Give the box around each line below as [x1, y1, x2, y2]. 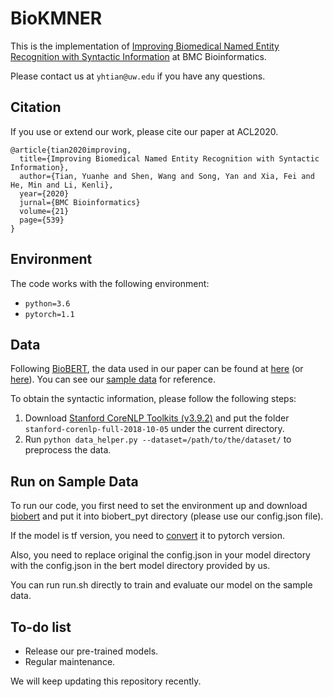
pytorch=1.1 [24, 309, 75, 319]
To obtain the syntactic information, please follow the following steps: [10, 393, 297, 405]
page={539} [19, 215, 65, 225]
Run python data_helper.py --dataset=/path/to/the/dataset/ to [24, 433, 292, 446]
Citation [10, 99, 62, 116]
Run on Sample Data [10, 473, 139, 490]
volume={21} [19, 206, 70, 216]
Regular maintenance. [24, 656, 116, 667]
